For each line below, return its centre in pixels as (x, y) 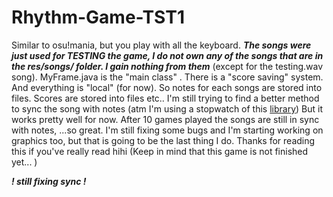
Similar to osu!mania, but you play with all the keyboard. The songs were (161, 45)
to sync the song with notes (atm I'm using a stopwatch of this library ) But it (167, 108)
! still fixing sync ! (49, 181)
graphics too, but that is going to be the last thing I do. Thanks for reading (163, 140)
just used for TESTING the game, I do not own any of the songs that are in (167, 55)
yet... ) (24, 162)
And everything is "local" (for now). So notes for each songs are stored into (167, 87)
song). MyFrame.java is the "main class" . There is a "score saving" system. (167, 77)
